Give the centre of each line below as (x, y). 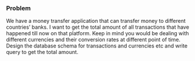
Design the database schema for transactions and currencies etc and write (97, 46)
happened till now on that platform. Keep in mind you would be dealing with (98, 33)
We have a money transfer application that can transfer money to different (96, 21)
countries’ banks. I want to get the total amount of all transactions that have (98, 27)
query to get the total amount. (42, 52)
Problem (19, 8)
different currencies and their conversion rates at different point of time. (93, 40)
